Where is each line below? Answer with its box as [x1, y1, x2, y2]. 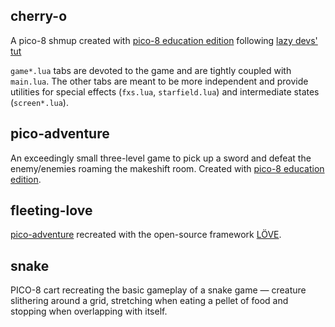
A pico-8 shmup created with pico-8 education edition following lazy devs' [10, 34, 318, 46]
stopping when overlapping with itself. [10, 305, 168, 318]
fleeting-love [10, 202, 93, 219]
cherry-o [10, 8, 68, 25]
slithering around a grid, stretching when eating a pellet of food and [10, 295, 289, 307]
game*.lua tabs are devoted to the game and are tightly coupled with [10, 64, 292, 76]
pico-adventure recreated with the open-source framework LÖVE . [10, 229, 282, 241]
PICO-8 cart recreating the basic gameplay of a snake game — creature [10, 284, 307, 296]
